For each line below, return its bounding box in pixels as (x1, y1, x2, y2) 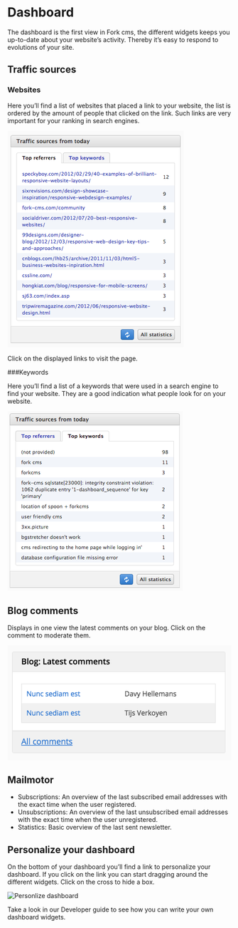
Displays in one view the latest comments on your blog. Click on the (7, 624, 206, 632)
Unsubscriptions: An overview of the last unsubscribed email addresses (17, 808, 229, 816)
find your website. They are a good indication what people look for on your (7, 389, 226, 397)
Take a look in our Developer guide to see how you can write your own (7, 905, 214, 914)
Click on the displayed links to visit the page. (7, 354, 139, 363)
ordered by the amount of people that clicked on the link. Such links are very (7, 108, 232, 118)
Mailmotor (7, 774, 55, 786)
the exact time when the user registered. (17, 801, 137, 809)
